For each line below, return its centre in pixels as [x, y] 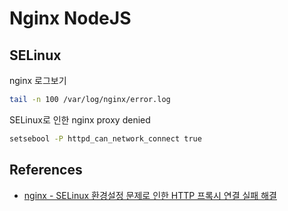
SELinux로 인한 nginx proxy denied [80, 119]
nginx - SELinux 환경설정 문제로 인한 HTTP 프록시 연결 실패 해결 [150, 195]
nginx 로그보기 [38, 80]
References [46, 170]
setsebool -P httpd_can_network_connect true [105, 138]
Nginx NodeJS [70, 18]
